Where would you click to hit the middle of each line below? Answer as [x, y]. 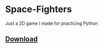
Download [21, 39]
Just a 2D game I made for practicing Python [51, 23]
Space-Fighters [38, 9]
